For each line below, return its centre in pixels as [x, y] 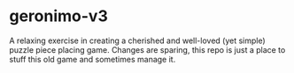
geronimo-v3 [58, 16]
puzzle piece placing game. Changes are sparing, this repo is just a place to [147, 49]
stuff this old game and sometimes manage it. [93, 59]
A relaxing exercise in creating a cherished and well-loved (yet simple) [137, 40]
